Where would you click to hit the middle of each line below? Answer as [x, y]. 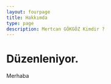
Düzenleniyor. [43, 59]
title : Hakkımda [27, 18]
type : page [20, 23]
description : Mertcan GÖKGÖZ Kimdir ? [56, 29]
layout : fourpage [28, 12]
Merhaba [18, 76]
